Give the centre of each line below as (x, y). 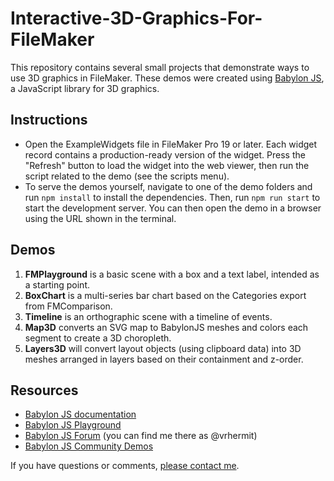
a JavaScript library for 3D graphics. (85, 88)
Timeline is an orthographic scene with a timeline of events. (148, 316)
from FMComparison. (68, 306)
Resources (44, 390)
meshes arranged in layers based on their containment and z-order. (164, 359)
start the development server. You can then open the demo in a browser (173, 208)
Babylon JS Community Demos (89, 446)
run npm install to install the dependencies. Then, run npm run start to (172, 197)
